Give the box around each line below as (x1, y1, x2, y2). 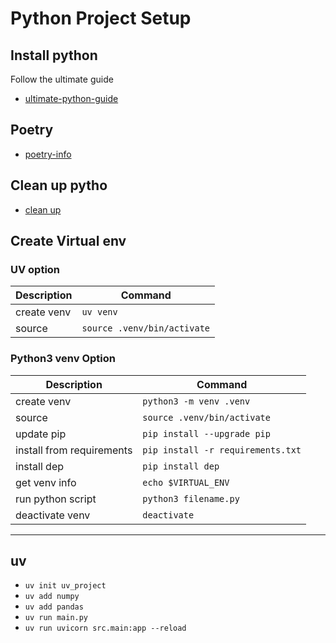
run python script (15, 492, 97, 506)
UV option (10, 262, 61, 276)
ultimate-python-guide (24, 93, 119, 104)
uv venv (81, 307, 118, 318)
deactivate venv (15, 508, 91, 522)
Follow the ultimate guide (10, 73, 114, 85)
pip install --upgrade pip (142, 428, 271, 439)
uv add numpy (24, 592, 80, 602)
